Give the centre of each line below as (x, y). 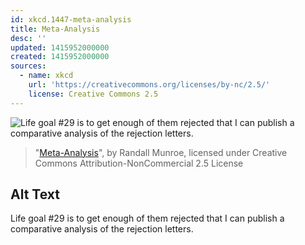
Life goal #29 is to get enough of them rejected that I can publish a (147, 218)
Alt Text (35, 194)
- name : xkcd (46, 76)
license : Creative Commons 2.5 (93, 94)
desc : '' (28, 38)
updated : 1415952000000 (60, 47)
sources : (28, 66)
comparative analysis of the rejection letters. (102, 229)
